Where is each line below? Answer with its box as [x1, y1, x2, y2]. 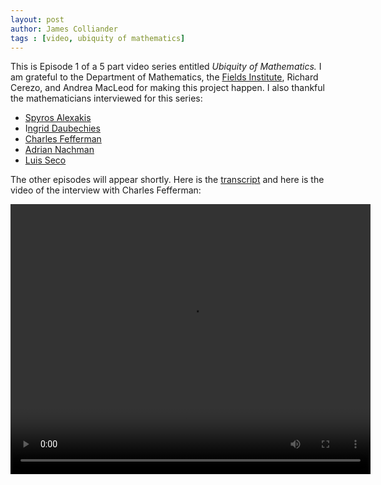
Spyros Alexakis [24, 112, 92, 124]
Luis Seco [24, 154, 67, 166]
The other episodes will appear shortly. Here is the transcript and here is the [10, 174, 325, 186]
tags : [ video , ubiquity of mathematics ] [10, 33, 186, 43]
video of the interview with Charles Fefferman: [10, 184, 202, 196]
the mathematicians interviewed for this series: [10, 92, 203, 105]
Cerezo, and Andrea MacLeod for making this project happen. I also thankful [10, 82, 325, 94]
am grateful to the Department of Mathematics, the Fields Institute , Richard [10, 71, 319, 83]
